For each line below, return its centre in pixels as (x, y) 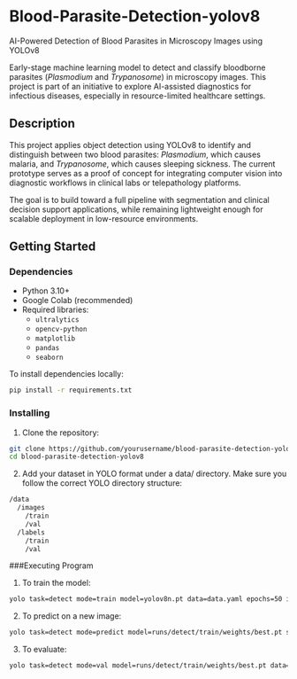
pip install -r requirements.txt (71, 390)
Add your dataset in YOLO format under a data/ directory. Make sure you (154, 474)
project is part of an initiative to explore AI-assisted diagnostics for (130, 86)
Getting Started (53, 247)
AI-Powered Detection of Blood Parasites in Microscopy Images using (136, 41)
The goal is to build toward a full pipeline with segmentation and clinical (139, 199)
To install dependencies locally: (66, 374)
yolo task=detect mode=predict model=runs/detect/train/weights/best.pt (146, 632)
